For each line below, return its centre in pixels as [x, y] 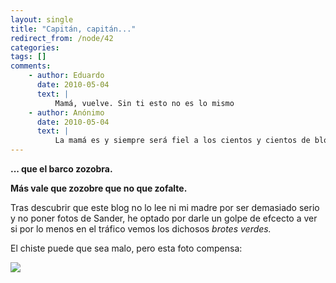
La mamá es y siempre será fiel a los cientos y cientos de [182, 141]
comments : [31, 66]
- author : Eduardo [66, 76]
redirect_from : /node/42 [62, 38]
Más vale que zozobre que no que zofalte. [99, 188]
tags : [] [28, 57]
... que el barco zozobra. [61, 169]
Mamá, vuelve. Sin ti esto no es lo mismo [144, 103]
